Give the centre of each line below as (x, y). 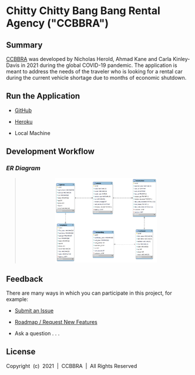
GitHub (23, 110)
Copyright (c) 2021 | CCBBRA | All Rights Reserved (72, 366)
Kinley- (181, 59)
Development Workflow (51, 152)
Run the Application (43, 96)
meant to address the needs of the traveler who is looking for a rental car (95, 71)
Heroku (23, 121)
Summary (24, 45)
